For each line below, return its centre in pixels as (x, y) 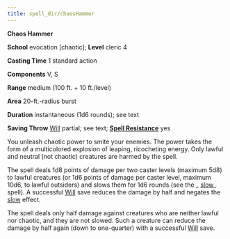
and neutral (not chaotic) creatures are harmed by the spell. (93, 156)
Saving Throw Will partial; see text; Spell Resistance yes (89, 128)
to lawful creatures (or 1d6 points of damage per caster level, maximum (109, 177)
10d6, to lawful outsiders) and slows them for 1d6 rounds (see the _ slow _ (112, 185)
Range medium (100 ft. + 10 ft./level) (59, 87)
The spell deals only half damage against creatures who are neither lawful (113, 213)
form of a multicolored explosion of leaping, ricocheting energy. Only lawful (115, 149)
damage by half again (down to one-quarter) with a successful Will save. (111, 228)
